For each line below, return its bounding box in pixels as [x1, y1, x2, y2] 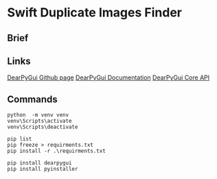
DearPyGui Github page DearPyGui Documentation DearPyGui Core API [7, 73, 210, 82]
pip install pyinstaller [7, 166, 78, 173]
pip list [7, 136, 32, 143]
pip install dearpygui [7, 160, 72, 167]
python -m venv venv [7, 112, 69, 119]
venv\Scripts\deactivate [7, 123, 78, 131]
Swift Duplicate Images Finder [7, 5, 182, 21]
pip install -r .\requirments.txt [7, 147, 106, 155]
